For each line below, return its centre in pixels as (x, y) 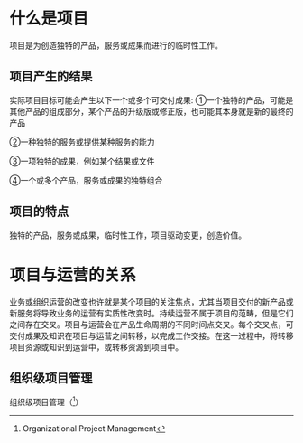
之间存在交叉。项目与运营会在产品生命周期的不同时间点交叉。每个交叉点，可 (151, 324)
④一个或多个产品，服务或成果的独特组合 (86, 180)
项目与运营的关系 (73, 274)
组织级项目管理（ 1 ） (46, 401)
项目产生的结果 (51, 76)
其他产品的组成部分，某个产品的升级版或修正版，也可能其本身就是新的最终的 (151, 111)
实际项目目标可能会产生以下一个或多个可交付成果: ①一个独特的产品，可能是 (151, 99)
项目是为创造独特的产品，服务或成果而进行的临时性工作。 (116, 45)
